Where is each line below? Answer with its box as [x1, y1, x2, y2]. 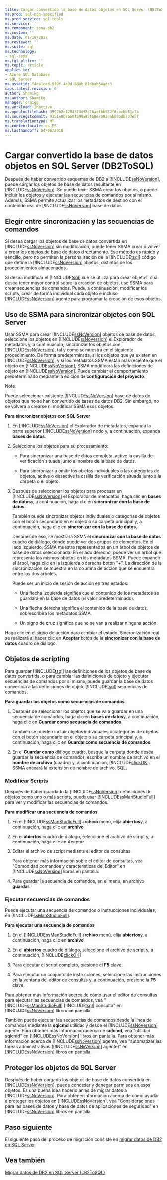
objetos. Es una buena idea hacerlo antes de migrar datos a [5, 1087, 127, 1093]
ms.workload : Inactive [5, 105, 52, 110]
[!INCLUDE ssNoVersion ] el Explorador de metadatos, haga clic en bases [12, 493, 161, 499]
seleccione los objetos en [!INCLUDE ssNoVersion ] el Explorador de [5, 336, 143, 342]
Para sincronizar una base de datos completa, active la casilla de [19, 452, 153, 459]
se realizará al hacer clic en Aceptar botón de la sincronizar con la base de [5, 635, 161, 641]
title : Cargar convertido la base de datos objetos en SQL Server [5, 7, 146, 12]
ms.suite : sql [5, 44, 35, 49]
